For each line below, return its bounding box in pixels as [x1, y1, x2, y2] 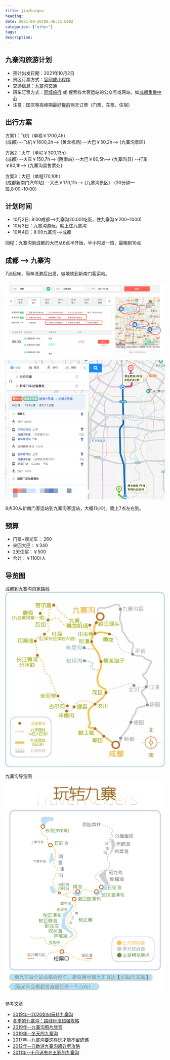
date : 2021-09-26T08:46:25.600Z [5, 19, 73, 24]
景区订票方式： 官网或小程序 [12, 76, 71, 82]
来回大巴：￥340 [12, 542, 48, 549]
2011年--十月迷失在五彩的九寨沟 [12, 1049, 79, 1055]
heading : [5, 13, 24, 19]
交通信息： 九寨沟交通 [12, 83, 57, 89]
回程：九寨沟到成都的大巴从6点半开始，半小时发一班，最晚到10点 [5, 240, 142, 246]
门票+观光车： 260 [12, 536, 52, 542]
